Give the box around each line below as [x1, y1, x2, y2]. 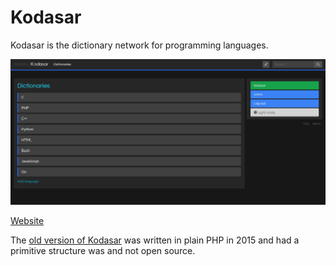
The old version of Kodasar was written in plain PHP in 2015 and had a [10, 234, 300, 246]
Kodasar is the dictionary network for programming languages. [10, 39, 269, 51]
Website [10, 214, 45, 226]
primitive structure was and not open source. [10, 244, 196, 256]
